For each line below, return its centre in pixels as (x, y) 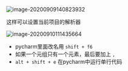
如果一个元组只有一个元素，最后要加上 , (65, 54)
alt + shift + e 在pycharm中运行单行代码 (69, 62)
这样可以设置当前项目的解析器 (43, 22)
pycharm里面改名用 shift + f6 (54, 46)
